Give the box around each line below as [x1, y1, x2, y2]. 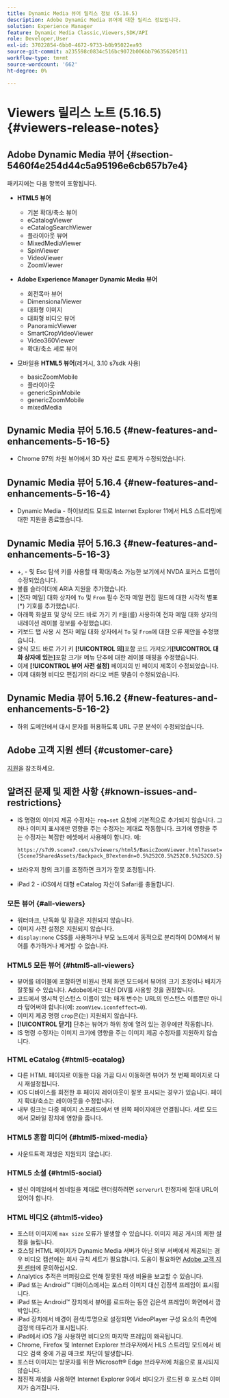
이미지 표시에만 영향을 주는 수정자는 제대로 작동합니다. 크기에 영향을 [29, 825, 211, 833]
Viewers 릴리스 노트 [7, 105, 116, 121]
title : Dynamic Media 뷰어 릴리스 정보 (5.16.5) [7, 10, 138, 17]
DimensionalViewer [27, 297, 82, 305]
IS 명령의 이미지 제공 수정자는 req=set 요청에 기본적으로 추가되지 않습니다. [16, 816, 215, 824]
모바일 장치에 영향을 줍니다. [29, 1114, 103, 1122]
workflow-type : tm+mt [7, 55, 69, 62]
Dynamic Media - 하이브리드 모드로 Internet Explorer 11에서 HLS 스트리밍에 [16, 507, 222, 515]
